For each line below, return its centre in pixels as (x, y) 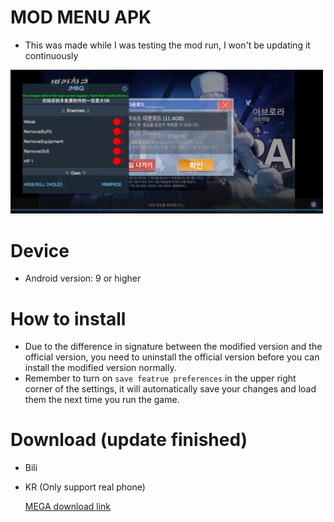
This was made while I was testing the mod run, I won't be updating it (167, 45)
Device (40, 250)
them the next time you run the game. (102, 400)
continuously (51, 55)
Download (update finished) (129, 440)
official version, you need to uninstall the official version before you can (172, 357)
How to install (68, 318)
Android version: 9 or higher (83, 278)
